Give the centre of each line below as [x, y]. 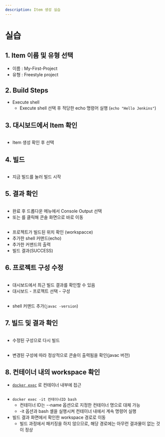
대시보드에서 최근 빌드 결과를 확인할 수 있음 [54, 285]
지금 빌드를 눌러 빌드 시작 [37, 177]
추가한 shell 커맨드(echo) [37, 238]
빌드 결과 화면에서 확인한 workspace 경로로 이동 [59, 417]
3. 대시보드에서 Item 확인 [41, 125]
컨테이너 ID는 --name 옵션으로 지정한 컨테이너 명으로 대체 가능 [80, 405]
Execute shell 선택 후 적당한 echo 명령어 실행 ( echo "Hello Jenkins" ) [88, 108]
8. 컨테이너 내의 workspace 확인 [52, 372]
